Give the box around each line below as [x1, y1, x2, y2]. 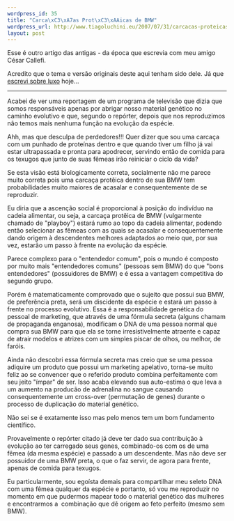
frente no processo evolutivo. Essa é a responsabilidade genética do [7, 305, 204, 313]
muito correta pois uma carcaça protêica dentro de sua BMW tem [7, 176, 195, 185]
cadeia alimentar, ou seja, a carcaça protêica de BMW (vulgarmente [7, 212, 202, 220]
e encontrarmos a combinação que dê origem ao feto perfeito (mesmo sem [7, 499, 225, 508]
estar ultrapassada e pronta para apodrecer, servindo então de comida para [7, 148, 225, 156]
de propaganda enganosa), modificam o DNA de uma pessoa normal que [7, 320, 217, 328]
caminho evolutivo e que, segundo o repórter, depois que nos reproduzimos [7, 112, 226, 120]
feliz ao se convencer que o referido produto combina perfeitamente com [7, 371, 218, 379]
